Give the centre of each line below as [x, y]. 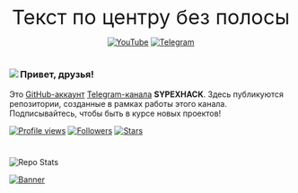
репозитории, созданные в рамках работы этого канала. [118, 103]
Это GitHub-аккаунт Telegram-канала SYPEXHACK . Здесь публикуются [147, 94]
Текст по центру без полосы [151, 17]
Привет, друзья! [57, 75]
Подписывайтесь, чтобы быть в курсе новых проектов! [115, 113]
